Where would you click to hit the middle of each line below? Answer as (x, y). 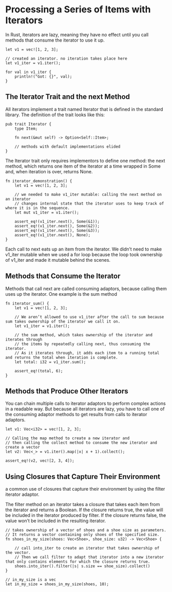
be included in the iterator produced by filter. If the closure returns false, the (86, 515)
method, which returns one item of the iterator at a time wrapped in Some (83, 166)
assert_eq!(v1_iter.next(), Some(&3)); (57, 230)
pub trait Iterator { (28, 124)
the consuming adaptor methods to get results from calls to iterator (76, 415)
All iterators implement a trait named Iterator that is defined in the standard (84, 109)
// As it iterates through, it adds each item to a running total (87, 353)
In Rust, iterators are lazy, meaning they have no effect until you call (77, 34)
